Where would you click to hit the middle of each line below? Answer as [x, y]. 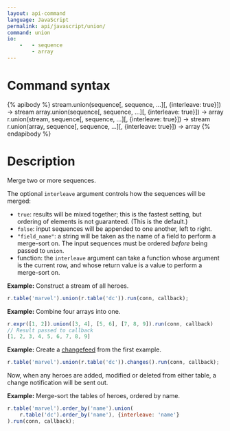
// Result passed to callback [50, 330]
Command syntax [59, 86]
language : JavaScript [38, 20]
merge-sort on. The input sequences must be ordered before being [112, 243]
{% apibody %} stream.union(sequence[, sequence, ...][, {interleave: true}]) [114, 104]
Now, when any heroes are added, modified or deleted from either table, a [112, 375]
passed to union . [41, 250]
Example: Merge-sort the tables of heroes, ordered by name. [94, 396]
